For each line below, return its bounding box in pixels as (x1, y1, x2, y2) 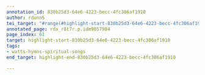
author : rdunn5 (6, 15, 45, 21)
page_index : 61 (6, 32, 45, 38)
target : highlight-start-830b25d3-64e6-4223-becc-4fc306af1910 (6, 37, 171, 43)
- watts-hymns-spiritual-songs (6, 49, 86, 55)
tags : (6, 43, 20, 49)
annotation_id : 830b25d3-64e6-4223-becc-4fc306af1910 (6, 9, 146, 15)
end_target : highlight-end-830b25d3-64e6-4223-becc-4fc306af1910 (6, 54, 176, 60)
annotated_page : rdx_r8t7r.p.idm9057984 (6, 26, 111, 32)
